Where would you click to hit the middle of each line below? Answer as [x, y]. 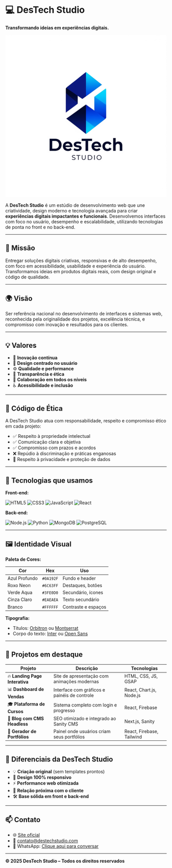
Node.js [133, 696]
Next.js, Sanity [140, 721]
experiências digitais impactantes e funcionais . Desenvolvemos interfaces [85, 216]
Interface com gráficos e [79, 690]
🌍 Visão [19, 299]
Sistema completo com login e [85, 705]
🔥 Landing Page [25, 676]
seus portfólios [69, 737]
